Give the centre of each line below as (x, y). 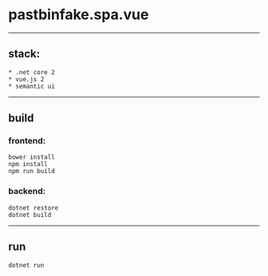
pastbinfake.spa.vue (79, 15)
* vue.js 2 (26, 79)
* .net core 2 (32, 72)
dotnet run (26, 265)
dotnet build (30, 215)
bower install (32, 157)
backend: (27, 191)
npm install (28, 164)
